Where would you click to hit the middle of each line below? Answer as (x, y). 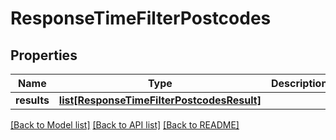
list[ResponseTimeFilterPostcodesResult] (160, 100)
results (32, 100)
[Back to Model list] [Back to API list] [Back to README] (125, 125)
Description (299, 83)
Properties (44, 55)
